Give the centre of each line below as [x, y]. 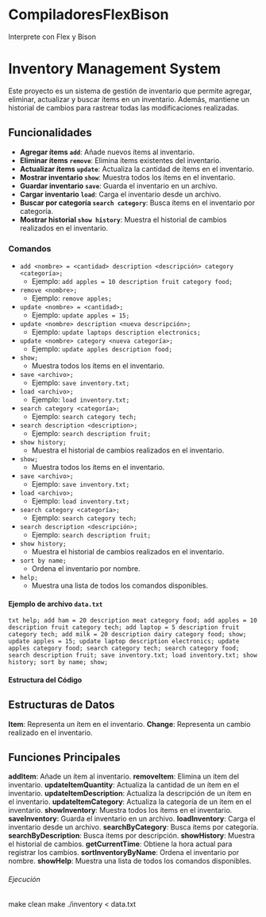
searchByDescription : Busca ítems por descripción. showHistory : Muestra [132, 836]
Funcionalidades [50, 133]
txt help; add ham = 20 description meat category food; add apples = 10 [133, 621]
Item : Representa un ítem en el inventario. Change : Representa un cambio [130, 724]
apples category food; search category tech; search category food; [124, 649]
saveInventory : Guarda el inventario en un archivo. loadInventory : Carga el [132, 819]
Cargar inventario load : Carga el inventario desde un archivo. [120, 194]
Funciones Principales [64, 757]
